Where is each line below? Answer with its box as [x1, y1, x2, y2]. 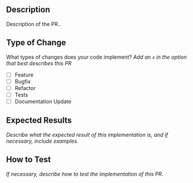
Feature [14, 71, 34, 78]
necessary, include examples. [6, 137, 78, 145]
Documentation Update [14, 98, 72, 105]
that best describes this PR [6, 59, 72, 67]
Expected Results [6, 115, 72, 126]
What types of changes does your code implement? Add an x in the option [6, 53, 187, 60]
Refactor [14, 84, 36, 91]
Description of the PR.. [6, 20, 61, 27]
